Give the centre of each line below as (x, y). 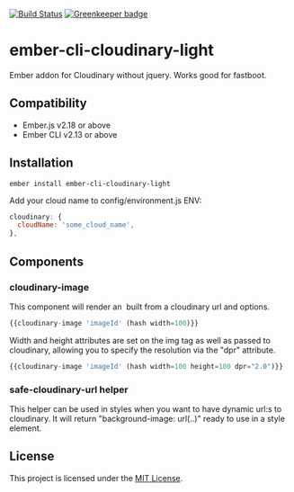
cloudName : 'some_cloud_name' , (76, 225)
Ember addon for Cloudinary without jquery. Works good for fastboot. (138, 75)
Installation (41, 163)
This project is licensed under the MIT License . (96, 478)
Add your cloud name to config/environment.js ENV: (106, 200)
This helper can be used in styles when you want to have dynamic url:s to (146, 408)
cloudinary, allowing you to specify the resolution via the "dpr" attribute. (143, 350)
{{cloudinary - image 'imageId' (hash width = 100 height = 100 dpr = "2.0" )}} (146, 366)
